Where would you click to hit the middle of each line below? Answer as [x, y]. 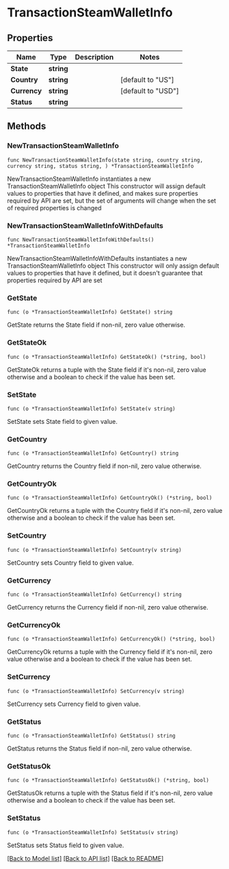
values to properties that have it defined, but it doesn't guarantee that [105, 273]
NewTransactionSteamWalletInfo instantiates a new [79, 179]
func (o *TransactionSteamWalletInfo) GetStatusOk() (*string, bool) [108, 781]
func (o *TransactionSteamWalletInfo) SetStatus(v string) [93, 832]
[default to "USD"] [150, 91]
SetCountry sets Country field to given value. [71, 562]
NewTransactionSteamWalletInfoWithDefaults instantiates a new [97, 258]
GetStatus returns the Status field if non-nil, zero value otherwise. [99, 748]
